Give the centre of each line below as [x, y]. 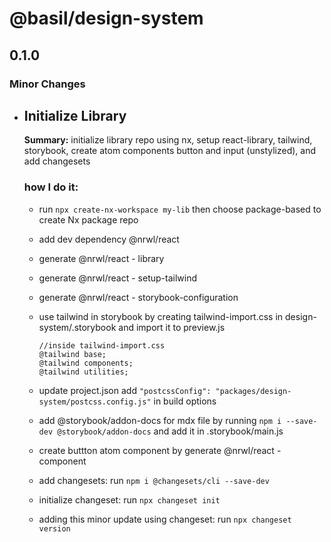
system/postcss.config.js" [95, 402]
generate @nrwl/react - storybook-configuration [138, 297]
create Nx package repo [88, 219]
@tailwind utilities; [83, 372]
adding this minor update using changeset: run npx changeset [165, 519]
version [54, 528]
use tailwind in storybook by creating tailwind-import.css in [161, 316]
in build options [185, 401]
